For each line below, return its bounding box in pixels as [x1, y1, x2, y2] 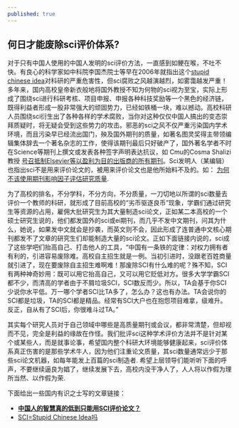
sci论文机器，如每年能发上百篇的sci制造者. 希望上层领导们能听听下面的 [13, 356, 221, 365]
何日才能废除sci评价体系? [7, 38, 119, 51]
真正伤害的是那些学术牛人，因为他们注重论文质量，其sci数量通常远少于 [13, 347, 222, 356]
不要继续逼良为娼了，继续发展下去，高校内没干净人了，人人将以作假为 [19, 365, 225, 374]
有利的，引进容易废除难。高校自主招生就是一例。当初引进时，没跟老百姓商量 [7, 252, 232, 261]
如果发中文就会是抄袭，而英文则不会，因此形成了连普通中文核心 [38, 225, 225, 234]
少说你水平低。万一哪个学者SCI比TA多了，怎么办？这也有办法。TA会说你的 [7, 288, 226, 296]
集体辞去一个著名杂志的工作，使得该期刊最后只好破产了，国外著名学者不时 [13, 139, 232, 147]
